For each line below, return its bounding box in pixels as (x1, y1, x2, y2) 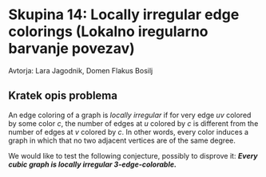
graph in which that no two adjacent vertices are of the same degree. (8, 136, 236, 145)
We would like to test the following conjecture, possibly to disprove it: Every (8, 151, 258, 160)
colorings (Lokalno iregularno (8, 22, 208, 41)
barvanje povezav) (8, 40, 135, 57)
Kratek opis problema (8, 89, 118, 103)
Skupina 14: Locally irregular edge (8, 6, 240, 24)
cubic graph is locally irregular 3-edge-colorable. (8, 159, 177, 169)
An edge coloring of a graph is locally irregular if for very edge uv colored (8, 110, 252, 120)
